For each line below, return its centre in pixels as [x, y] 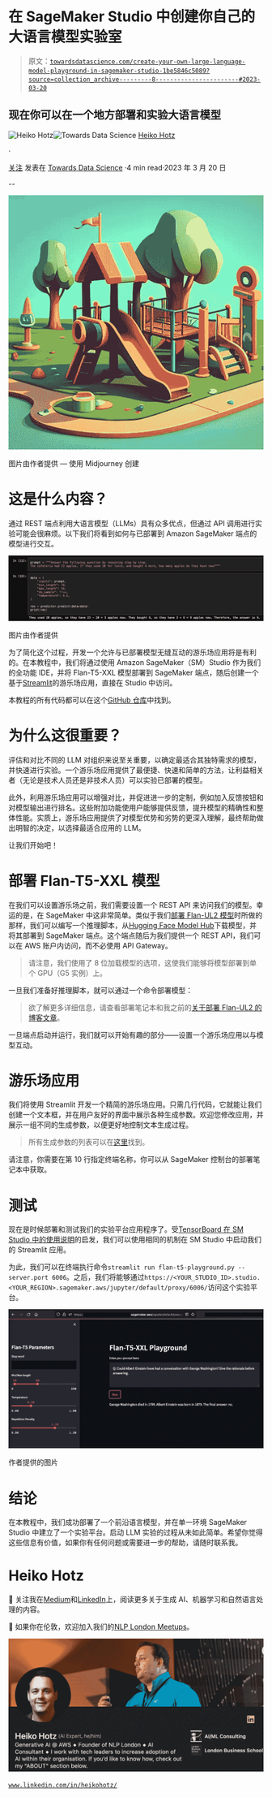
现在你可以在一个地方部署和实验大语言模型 [115, 115]
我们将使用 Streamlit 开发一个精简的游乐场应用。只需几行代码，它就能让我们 [135, 1104]
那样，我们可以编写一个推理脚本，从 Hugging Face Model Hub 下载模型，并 [133, 925]
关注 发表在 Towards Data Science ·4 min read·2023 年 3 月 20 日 [117, 167]
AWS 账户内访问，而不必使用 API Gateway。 [98, 945]
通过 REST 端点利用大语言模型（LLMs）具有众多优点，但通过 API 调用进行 [132, 523]
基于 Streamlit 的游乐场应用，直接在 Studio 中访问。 [93, 682]
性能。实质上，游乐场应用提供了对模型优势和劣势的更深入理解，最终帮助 [136, 818]
